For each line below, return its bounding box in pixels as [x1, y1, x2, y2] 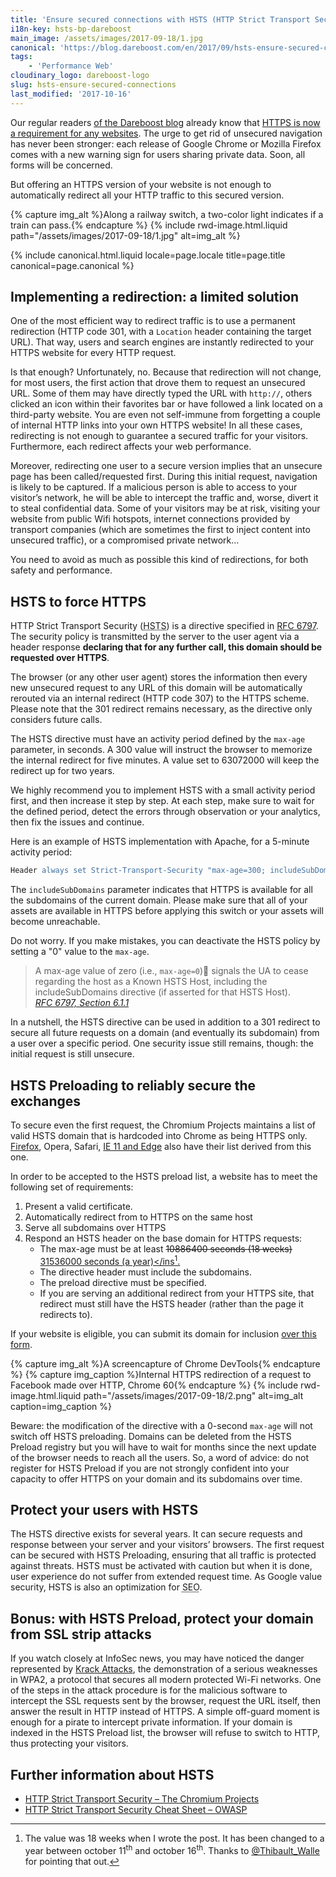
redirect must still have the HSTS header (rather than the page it [39, 1297, 304, 1310]
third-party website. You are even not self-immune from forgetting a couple [10, 409, 321, 421]
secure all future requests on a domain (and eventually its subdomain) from [10, 1027, 320, 1039]
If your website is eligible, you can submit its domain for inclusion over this [10, 1327, 317, 1340]
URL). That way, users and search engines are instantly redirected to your [10, 336, 314, 348]
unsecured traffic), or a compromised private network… [10, 534, 240, 546]
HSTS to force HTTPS [10, 593, 147, 610]
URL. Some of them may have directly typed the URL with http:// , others [10, 387, 313, 400]
